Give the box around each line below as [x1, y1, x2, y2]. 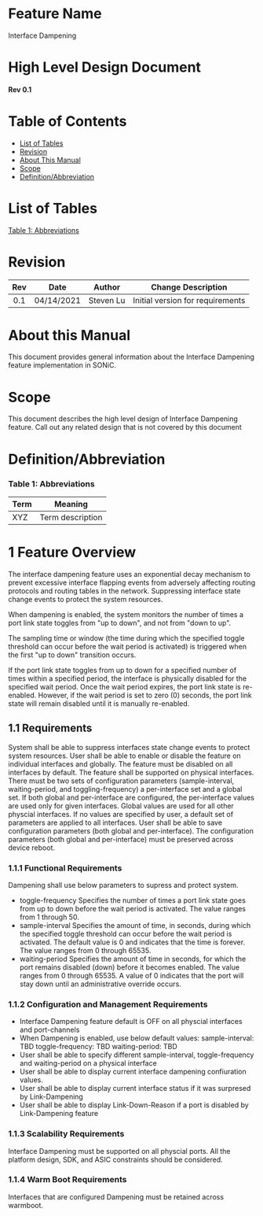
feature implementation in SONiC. [8, 360, 116, 370]
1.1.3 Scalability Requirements [8, 1129, 125, 1140]
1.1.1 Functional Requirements [8, 863, 122, 874]
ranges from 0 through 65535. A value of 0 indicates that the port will [19, 970, 244, 980]
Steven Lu [88, 294, 126, 305]
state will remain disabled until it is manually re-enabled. [8, 698, 190, 708]
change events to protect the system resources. [8, 594, 163, 604]
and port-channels [19, 1025, 80, 1035]
